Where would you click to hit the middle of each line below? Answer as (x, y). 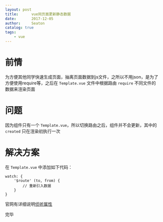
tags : (11, 32)
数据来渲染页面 (20, 89)
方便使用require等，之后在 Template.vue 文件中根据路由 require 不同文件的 (81, 83)
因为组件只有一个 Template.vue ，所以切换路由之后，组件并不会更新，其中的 (81, 125)
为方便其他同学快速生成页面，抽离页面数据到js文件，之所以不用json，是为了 (82, 77)
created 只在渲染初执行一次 (33, 131)
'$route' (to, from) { (37, 181)
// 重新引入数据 (37, 186)
